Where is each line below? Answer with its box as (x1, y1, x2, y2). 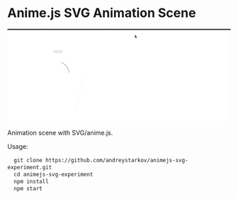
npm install (13, 178, 50, 185)
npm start (13, 185, 42, 192)
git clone (13, 157, 42, 164)
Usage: (7, 142, 28, 150)
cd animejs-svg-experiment (13, 171, 93, 178)
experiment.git (7, 164, 52, 171)
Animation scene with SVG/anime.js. (7, 128, 113, 137)
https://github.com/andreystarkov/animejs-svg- (45, 157, 189, 164)
